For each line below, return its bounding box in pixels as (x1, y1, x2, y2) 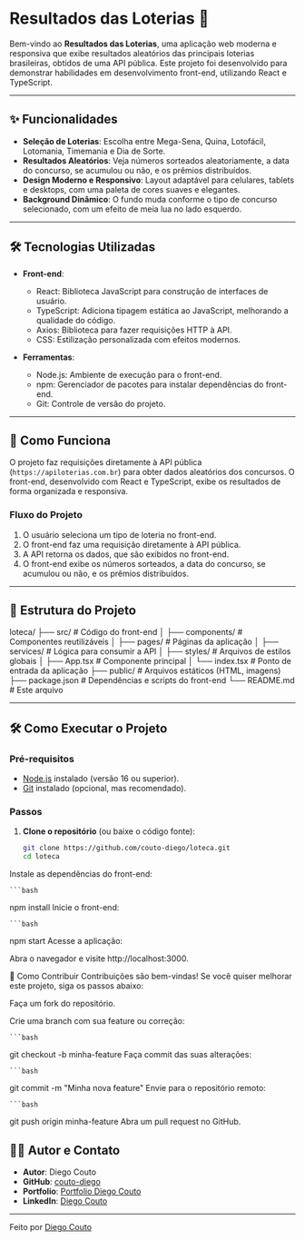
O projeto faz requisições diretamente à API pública (9, 457, 202, 468)
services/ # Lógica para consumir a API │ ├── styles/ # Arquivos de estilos (9, 646, 291, 657)
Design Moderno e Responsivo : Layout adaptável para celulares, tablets (22, 174, 295, 185)
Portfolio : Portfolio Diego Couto (22, 1186, 142, 1197)
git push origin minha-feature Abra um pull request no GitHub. (9, 1117, 241, 1127)
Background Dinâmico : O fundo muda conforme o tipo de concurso (22, 194, 278, 204)
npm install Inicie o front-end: (9, 902, 120, 913)
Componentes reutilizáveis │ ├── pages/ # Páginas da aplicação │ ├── (9, 636, 280, 648)
